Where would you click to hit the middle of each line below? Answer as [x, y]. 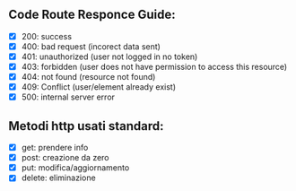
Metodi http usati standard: [86, 126]
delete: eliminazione [58, 178]
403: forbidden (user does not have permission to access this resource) [154, 67]
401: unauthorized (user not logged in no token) [109, 56]
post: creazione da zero [65, 158]
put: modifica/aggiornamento [75, 168]
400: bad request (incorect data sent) [91, 46]
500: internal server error [68, 97]
